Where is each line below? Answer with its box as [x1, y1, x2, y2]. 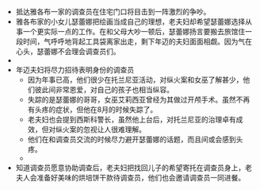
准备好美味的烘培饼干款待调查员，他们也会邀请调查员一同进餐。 [36, 173, 246, 182]
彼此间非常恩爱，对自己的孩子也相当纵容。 [34, 85, 174, 94]
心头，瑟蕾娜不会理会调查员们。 [15, 47, 120, 56]
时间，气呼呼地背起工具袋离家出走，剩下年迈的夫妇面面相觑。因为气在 [22, 37, 252, 46]
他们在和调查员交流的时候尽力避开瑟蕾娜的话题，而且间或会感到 [27, 134, 236, 144]
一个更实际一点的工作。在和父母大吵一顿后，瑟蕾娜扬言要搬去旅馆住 [22, 27, 246, 36]
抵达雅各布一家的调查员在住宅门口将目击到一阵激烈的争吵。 [15, 7, 211, 16]
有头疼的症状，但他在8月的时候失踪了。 [27, 105, 158, 114]
